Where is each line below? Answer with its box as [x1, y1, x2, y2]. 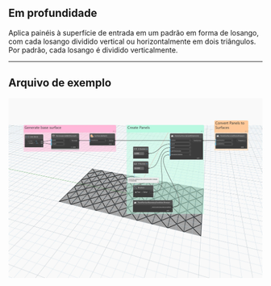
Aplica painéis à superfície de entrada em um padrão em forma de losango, [8, 27, 260, 37]
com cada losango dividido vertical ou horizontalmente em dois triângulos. [8, 36, 256, 46]
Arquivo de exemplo [8, 76, 111, 90]
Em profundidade [8, 6, 98, 20]
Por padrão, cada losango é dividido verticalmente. [8, 44, 178, 55]
